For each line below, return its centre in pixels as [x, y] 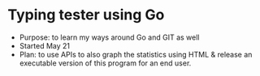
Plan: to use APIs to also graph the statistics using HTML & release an [136, 54]
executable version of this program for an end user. [105, 63]
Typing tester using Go [86, 15]
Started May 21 [45, 45]
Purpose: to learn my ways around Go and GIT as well [109, 37]
